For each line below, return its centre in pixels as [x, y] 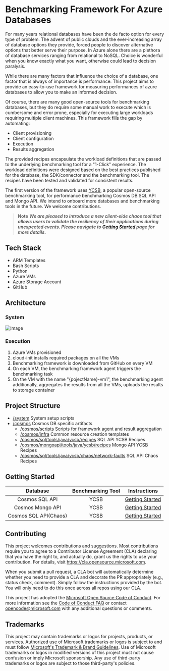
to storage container [34, 390]
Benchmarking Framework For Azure [84, 9]
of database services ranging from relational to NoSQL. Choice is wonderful [84, 55]
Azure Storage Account [37, 282]
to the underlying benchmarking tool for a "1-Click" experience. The [76, 164]
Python [20, 271]
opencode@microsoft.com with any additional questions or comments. [79, 608]
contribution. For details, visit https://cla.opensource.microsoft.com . [76, 562]
